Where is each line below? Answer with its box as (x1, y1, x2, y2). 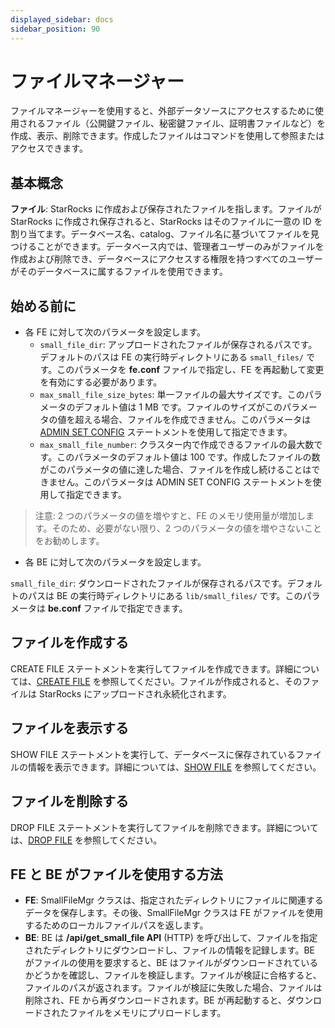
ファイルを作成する (10, 634, 129, 651)
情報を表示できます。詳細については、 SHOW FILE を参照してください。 (27, 761, 322, 773)
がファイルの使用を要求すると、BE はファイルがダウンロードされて (24, 957, 302, 969)
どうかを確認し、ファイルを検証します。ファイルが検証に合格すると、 (33, 969, 322, 981)
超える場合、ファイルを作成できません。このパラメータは (74, 414, 312, 426)
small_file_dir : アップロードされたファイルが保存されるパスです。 (39, 339, 318, 351)
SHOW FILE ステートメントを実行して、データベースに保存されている (10, 748, 296, 760)
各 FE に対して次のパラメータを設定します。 (24, 326, 207, 338)
